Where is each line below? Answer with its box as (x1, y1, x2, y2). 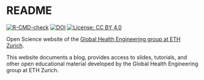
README (6, 4, 52, 18)
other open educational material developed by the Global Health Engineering (6, 60, 199, 67)
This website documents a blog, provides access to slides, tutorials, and (6, 53, 188, 61)
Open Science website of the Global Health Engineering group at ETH (6, 35, 181, 42)
